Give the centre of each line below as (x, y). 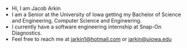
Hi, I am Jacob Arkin (36, 8)
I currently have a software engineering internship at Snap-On (86, 27)
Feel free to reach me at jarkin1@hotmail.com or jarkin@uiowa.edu (91, 39)
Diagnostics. (27, 33)
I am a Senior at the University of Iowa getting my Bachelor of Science (96, 14)
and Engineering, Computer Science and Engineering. (76, 21)
